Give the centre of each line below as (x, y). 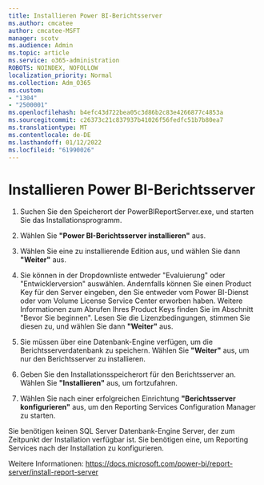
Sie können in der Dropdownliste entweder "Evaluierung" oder (122, 275)
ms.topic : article (39, 53)
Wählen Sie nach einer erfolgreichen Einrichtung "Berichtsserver (128, 398)
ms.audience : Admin (41, 46)
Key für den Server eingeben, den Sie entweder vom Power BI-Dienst (134, 293)
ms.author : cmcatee (41, 23)
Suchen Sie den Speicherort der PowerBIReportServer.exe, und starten (137, 212)
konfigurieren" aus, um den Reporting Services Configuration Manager (138, 407)
